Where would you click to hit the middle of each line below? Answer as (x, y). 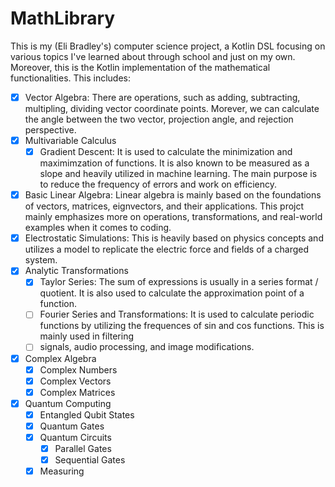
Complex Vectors (75, 381)
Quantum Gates (72, 426)
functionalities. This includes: (71, 78)
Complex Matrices (77, 392)
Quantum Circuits (75, 437)
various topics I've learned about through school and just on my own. (153, 56)
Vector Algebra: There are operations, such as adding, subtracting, (162, 97)
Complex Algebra (60, 358)
